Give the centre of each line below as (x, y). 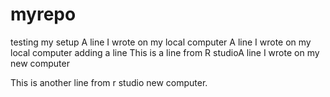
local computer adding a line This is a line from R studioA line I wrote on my (165, 52)
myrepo (43, 14)
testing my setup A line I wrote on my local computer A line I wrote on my (161, 42)
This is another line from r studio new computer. (109, 82)
